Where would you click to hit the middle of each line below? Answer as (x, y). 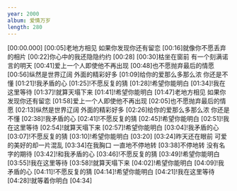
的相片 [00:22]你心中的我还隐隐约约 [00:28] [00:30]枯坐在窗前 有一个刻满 (115, 57)
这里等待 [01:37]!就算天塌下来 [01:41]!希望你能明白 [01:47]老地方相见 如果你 (117, 92)
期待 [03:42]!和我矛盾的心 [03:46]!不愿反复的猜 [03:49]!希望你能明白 (120, 154)
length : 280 (25, 27)
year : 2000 (23, 14)
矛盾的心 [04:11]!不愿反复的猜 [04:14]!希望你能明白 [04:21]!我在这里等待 (111, 172)
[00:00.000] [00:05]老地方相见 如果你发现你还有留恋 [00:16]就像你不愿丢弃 (117, 48)
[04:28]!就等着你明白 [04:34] (50, 180)
